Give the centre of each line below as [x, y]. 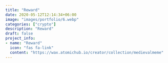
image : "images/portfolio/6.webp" [42, 19]
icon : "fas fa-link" [32, 48]
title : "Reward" [23, 10]
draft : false [19, 34]
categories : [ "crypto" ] [31, 24]
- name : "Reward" [24, 43]
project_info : [20, 39]
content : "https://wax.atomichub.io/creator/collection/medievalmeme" [87, 52]
